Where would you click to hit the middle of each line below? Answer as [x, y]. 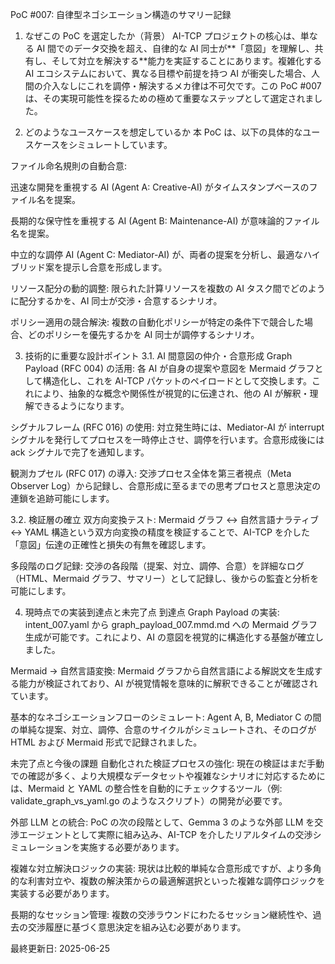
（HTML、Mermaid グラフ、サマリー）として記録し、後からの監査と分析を [165, 578]
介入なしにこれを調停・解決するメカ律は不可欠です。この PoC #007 [182, 86]
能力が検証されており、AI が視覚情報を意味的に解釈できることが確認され [168, 683]
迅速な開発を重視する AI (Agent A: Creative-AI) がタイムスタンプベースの [160, 187]
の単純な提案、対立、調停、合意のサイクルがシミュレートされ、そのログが [163, 729]
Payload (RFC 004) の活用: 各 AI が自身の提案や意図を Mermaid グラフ [169, 368]
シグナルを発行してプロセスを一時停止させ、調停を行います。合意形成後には [167, 439]
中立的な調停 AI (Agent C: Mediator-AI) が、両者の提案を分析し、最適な [157, 254]
